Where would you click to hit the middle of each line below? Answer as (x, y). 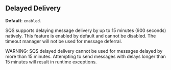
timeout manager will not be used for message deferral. (64, 41)
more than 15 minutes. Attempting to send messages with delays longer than (86, 56)
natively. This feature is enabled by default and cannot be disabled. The (81, 36)
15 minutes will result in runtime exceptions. (51, 62)
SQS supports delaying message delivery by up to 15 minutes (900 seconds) (86, 30)
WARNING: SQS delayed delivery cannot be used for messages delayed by (84, 51)
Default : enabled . (23, 20)
